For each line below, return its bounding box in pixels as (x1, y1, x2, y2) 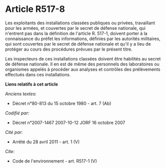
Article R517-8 (5, 3, 65, 15)
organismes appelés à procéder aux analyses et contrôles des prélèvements (5, 66, 161, 72)
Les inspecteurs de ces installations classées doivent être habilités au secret (5, 56, 161, 61)
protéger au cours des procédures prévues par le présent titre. (5, 46, 132, 52)
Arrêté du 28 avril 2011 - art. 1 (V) (12, 139, 80, 145)
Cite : (5, 148, 15, 154)
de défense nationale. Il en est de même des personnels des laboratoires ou (5, 61, 160, 67)
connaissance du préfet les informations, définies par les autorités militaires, (5, 36, 161, 42)
